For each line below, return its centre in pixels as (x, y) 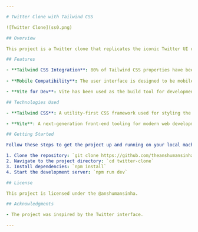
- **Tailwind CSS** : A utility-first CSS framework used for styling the (99, 113)
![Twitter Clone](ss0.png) (39, 27)
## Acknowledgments (30, 204)
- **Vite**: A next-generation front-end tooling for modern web (88, 124)
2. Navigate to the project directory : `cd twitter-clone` (80, 161)
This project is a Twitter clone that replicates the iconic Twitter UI (97, 49)
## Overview (21, 38)
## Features (21, 60)
